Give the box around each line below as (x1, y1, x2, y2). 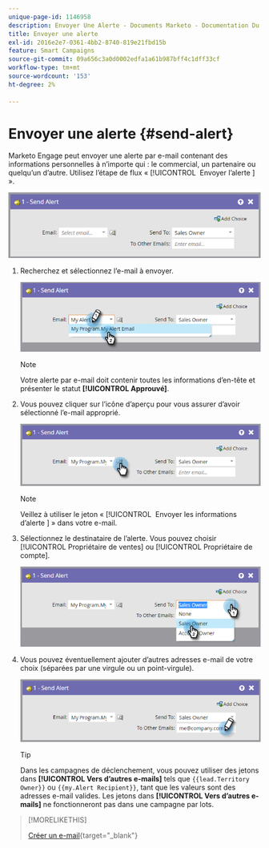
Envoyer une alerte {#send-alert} (8, 124, 234, 143)
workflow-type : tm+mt (8, 64, 81, 72)
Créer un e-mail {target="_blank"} (27, 830, 139, 840)
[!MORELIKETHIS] (27, 814, 87, 825)
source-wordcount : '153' (8, 72, 91, 80)
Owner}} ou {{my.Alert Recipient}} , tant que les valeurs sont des (19, 782, 236, 792)
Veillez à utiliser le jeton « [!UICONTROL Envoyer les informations (19, 510, 238, 519)
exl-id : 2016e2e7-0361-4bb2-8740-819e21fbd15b (8, 38, 167, 46)
